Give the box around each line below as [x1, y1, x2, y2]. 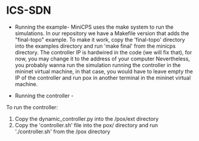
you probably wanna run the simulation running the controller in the [14, 61, 181, 69]
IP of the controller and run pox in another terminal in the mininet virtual [14, 74, 191, 81]
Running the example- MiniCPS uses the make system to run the [14, 23, 174, 30]
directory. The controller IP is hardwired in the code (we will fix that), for [14, 48, 192, 56]
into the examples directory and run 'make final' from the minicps [14, 42, 176, 50]
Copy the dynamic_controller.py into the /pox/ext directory [14, 115, 159, 122]
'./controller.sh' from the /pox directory [14, 128, 111, 135]
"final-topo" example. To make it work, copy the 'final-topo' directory [14, 36, 185, 43]
